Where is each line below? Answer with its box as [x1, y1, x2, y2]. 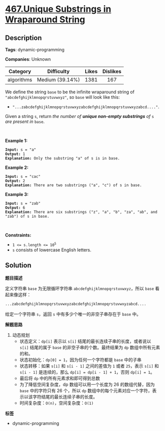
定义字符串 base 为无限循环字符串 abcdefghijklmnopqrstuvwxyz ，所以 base [5, 285, 154, 291]
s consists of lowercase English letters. [12, 247, 92, 253]
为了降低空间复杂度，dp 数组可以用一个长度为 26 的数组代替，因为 [19, 381, 155, 387]
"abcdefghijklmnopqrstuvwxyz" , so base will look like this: [5, 94, 120, 100]
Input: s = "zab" [5, 201, 41, 206]
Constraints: [5, 232, 32, 238]
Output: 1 [5, 152, 26, 157]
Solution [5, 261, 32, 270]
